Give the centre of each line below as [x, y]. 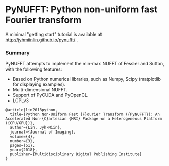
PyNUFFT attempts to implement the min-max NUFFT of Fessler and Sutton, [85, 64]
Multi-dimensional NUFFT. [40, 90]
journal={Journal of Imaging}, [43, 132]
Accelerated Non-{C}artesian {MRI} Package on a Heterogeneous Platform [84, 119]
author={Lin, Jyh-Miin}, [36, 128]
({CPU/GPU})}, [20, 123]
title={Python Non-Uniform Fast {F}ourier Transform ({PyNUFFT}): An [85, 114]
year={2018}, [24, 150]
